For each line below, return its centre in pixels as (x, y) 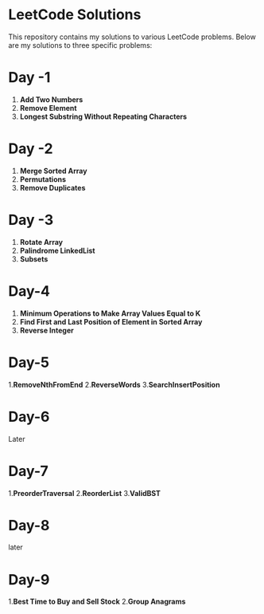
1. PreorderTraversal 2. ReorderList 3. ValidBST (85, 493)
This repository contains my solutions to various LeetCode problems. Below (132, 37)
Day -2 (31, 149)
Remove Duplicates (52, 187)
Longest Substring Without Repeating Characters (103, 116)
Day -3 (31, 220)
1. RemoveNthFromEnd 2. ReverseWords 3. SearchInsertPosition (114, 384)
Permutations (43, 179)
